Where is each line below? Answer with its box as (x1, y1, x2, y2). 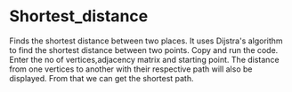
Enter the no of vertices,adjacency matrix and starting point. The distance (9, 54, 280, 65)
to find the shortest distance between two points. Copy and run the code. (9, 44, 279, 55)
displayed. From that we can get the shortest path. (9, 73, 194, 83)
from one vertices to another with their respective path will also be (9, 64, 253, 74)
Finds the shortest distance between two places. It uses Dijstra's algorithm (9, 35, 283, 46)
